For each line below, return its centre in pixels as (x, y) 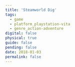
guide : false (19, 43)
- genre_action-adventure (37, 29)
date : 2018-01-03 (23, 52)
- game (16, 19)
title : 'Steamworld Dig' (31, 10)
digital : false (21, 33)
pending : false (21, 47)
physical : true (21, 38)
